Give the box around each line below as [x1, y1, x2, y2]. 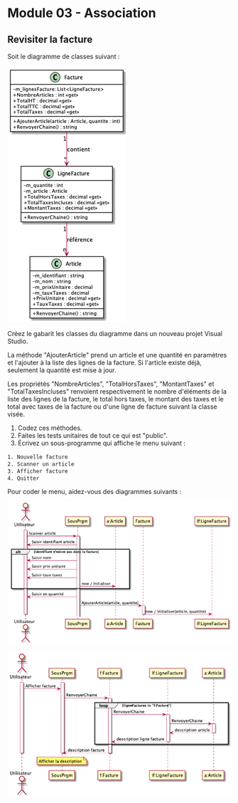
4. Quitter [7, 475, 40, 482]
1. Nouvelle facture [7, 453, 69, 461]
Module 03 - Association [7, 5, 156, 21]
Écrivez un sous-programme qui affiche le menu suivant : [17, 439, 186, 447]
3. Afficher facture [7, 468, 69, 475]
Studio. [7, 337, 28, 345]
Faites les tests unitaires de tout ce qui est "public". [17, 431, 168, 439]
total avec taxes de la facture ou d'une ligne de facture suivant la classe [7, 402, 218, 411]
